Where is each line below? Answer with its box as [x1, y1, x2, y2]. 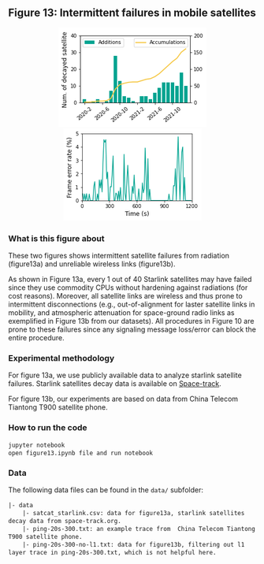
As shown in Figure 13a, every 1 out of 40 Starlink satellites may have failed [8, 275, 252, 284]
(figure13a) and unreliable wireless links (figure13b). [8, 259, 176, 269]
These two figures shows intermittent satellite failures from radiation [8, 251, 230, 261]
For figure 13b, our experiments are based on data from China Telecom [8, 394, 239, 404]
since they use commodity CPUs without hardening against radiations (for [8, 283, 248, 292]
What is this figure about [8, 232, 105, 243]
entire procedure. [8, 333, 65, 343]
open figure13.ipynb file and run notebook [8, 449, 154, 457]
